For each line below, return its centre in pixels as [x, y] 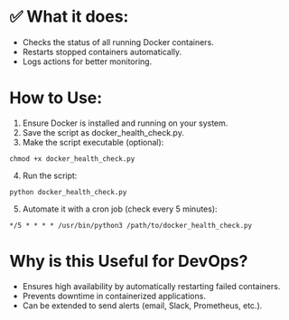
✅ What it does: [69, 17]
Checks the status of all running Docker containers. [118, 42]
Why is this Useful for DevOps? [129, 262]
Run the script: [50, 175]
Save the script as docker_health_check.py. [103, 132]
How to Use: [56, 98]
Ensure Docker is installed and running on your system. [125, 123]
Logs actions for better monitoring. [87, 61]
